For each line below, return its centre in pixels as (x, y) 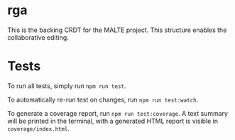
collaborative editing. (38, 37)
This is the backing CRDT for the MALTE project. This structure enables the (117, 30)
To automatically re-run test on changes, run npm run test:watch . (103, 99)
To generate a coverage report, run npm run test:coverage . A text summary (118, 113)
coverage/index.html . (39, 128)
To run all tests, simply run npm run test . (67, 86)
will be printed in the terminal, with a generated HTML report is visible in (113, 121)
